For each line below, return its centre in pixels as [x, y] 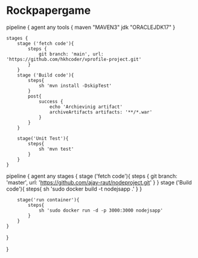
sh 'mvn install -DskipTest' [75, 86]
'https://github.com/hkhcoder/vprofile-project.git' [74, 59]
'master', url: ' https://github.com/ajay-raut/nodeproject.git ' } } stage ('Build [99, 182]
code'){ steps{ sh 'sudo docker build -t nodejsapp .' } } [74, 189]
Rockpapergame [49, 11]
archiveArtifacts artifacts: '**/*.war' [101, 112]
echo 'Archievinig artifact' [86, 107]
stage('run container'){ [48, 200]
